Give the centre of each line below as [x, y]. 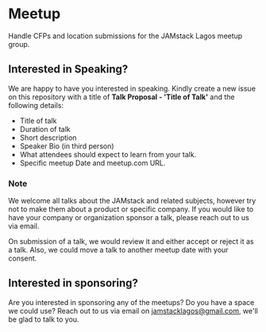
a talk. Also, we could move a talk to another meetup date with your [118, 250]
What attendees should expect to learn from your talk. [108, 154]
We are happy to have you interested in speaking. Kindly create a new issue [132, 88]
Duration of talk [45, 129]
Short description [48, 137]
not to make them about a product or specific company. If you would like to [131, 209]
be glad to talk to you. [44, 319]
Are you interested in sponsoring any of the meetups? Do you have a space [131, 302]
